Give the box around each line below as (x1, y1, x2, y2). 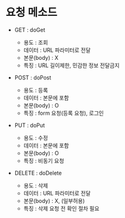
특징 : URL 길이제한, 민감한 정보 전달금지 (23, 62, 120, 69)
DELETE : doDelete (14, 169, 62, 176)
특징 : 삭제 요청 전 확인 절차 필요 (23, 205, 100, 212)
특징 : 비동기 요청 (23, 157, 64, 164)
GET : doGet (14, 26, 46, 34)
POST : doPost (14, 74, 52, 81)
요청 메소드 (5, 5, 58, 20)
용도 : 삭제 (23, 181, 49, 189)
